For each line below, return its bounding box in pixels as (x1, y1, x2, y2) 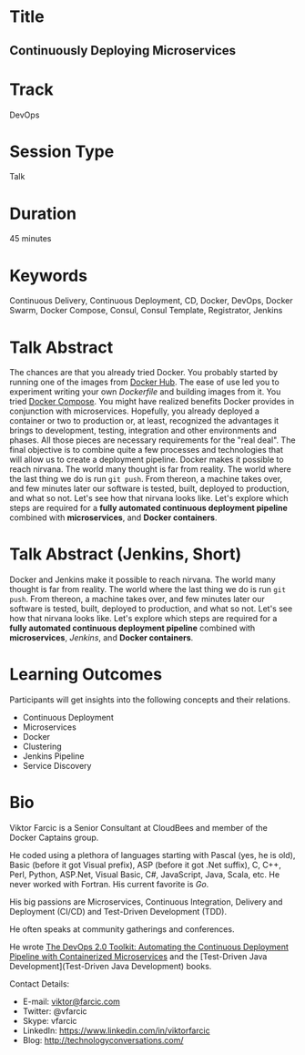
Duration (9, 203, 77, 224)
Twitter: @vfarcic (22, 1006, 88, 1017)
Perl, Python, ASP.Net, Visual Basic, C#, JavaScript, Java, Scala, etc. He (9, 869, 280, 880)
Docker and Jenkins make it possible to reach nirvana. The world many (9, 574, 276, 585)
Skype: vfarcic (22, 1016, 77, 1027)
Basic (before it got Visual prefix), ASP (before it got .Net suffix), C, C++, (9, 859, 282, 871)
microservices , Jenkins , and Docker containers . (9, 632, 194, 643)
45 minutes (9, 233, 52, 244)
